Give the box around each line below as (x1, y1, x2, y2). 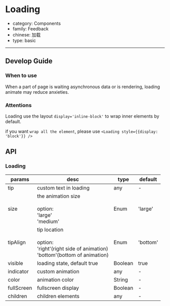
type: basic (12, 37, 36, 44)
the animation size (37, 193, 80, 200)
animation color (37, 276, 74, 283)
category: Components (12, 20, 61, 26)
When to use (5, 72, 37, 79)
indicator (8, 267, 29, 275)
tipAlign (8, 239, 26, 246)
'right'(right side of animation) (37, 245, 108, 252)
